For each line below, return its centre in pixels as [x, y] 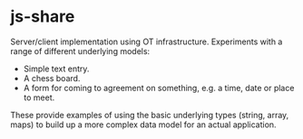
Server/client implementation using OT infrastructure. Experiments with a [147, 42]
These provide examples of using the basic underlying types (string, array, [150, 115]
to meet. [39, 97]
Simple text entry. [56, 69]
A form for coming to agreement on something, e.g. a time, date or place [159, 88]
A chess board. [52, 78]
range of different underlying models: [80, 51]
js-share [43, 17]
